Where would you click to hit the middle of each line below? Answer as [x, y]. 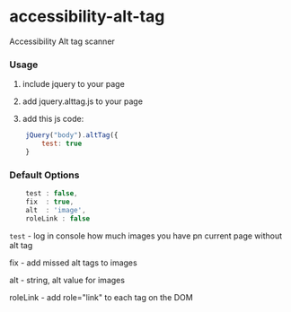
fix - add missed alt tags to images [73, 263]
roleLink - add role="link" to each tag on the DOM [101, 297]
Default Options [44, 175]
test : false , [52, 194]
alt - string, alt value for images [67, 280]
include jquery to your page [74, 84]
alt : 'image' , [56, 210]
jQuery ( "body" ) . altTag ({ [72, 135]
